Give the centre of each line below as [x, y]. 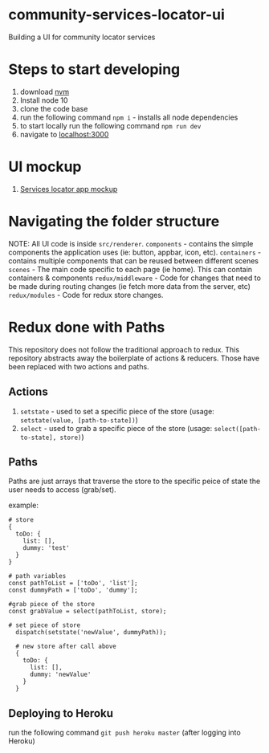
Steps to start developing [94, 69]
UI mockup [45, 167]
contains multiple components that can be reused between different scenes [134, 260]
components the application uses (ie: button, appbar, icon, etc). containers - [135, 252]
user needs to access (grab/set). [62, 490]
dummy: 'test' [46, 548]
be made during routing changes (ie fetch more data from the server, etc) [130, 286]
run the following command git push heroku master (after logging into [124, 733]
